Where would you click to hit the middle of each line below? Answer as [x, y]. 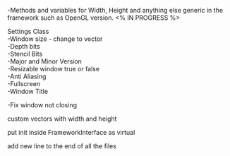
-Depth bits [24, 46]
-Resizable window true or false [54, 69]
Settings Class [28, 31]
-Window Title [28, 91]
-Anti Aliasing [27, 76]
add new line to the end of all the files [62, 146]
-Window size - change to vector [55, 39]
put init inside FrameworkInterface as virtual [71, 132]
